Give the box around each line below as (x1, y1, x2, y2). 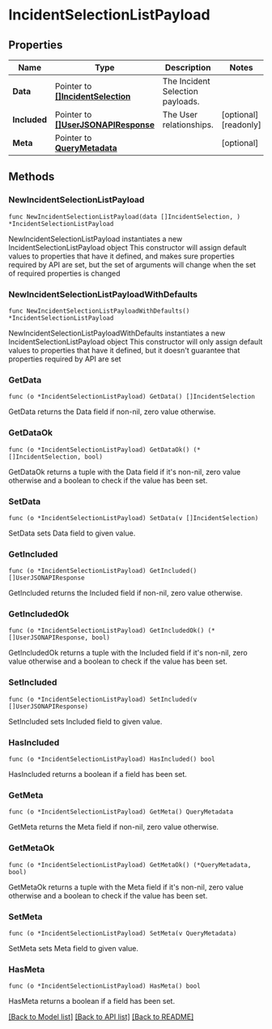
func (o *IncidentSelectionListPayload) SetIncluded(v (8, 695, 198, 703)
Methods (8, 170, 55, 184)
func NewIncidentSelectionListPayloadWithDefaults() (8, 306, 190, 315)
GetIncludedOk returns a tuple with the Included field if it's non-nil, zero (8, 648, 249, 658)
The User (162, 109, 198, 120)
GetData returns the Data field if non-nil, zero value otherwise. (8, 407, 216, 416)
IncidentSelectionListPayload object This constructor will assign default (8, 242, 247, 252)
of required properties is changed (8, 268, 121, 278)
